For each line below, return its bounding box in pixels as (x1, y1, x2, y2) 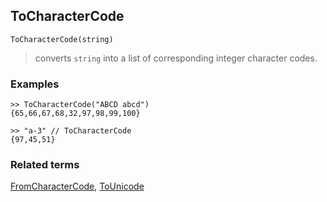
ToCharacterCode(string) (10, 34, 114, 44)
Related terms (10, 158, 80, 172)
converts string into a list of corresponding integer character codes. (34, 52, 318, 64)
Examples (10, 77, 60, 91)
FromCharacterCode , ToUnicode (10, 180, 145, 193)
